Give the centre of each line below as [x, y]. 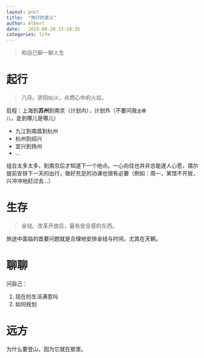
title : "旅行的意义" [31, 18]
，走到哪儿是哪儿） [35, 118]
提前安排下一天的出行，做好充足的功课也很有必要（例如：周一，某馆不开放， [102, 174]
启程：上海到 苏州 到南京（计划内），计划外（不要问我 [72, 111]
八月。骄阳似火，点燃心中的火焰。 [64, 97]
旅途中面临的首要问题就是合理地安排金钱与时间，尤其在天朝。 [84, 239]
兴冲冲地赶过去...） [30, 181]
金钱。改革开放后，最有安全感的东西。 [69, 226]
